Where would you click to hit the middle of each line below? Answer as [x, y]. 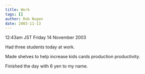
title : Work [17, 10]
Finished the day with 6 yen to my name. [47, 66]
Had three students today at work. [40, 47]
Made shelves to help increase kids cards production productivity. [73, 57]
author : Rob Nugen [24, 19]
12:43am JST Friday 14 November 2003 [46, 37]
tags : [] [14, 14]
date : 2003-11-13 [23, 23]
